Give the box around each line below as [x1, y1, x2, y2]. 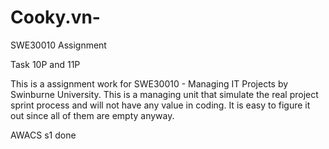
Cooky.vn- [10, 6, 101, 29]
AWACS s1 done [10, 129, 77, 141]
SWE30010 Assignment [10, 39, 107, 51]
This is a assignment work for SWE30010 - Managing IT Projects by [10, 77, 289, 90]
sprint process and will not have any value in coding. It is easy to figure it [10, 99, 311, 111]
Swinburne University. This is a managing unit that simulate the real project [10, 88, 319, 100]
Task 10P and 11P [10, 58, 81, 70]
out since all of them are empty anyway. [10, 109, 175, 121]
